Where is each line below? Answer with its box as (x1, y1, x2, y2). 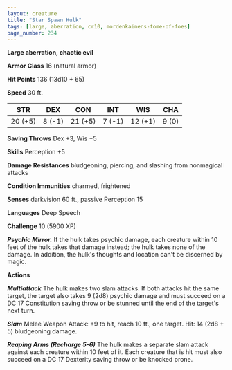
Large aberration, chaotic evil (7, 48, 93, 57)
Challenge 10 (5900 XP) (7, 222, 76, 230)
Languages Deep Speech (7, 209, 81, 217)
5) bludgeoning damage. (7, 327, 78, 335)
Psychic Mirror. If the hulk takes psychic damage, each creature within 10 (7, 236, 218, 244)
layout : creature (7, 10, 57, 17)
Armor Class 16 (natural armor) (7, 62, 97, 70)
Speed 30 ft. (7, 89, 44, 97)
